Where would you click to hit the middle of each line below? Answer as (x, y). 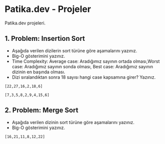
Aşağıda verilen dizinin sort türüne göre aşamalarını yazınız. (73, 122)
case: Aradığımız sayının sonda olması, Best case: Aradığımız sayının (82, 66)
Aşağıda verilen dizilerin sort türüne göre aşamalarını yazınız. (75, 50)
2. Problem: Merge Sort (41, 110)
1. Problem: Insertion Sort (45, 39)
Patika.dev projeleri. (25, 23)
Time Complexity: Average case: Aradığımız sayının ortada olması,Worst (86, 61)
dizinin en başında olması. (38, 72)
